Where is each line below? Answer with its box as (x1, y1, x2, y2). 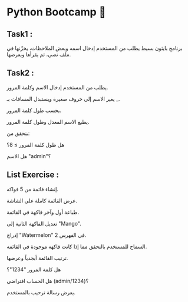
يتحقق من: (6, 130, 30, 137)
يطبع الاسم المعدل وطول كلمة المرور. (6, 118, 90, 125)
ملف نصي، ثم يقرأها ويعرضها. (6, 51, 71, 58)
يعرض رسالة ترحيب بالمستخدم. (6, 288, 76, 295)
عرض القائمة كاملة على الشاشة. (6, 197, 78, 204)
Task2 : (6, 68, 34, 78)
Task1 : (6, 29, 33, 39)
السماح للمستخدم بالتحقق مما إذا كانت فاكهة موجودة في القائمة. (6, 243, 147, 250)
